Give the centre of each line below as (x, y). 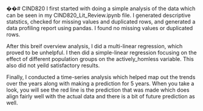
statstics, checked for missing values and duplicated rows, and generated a (101, 22)
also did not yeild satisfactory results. (53, 65)
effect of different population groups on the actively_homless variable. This (100, 59)
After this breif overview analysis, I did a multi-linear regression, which (95, 46)
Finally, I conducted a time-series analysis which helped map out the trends (101, 77)
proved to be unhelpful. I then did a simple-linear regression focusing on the (101, 52)
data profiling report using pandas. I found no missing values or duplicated (100, 28)
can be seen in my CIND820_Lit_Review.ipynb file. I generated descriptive (98, 15)
